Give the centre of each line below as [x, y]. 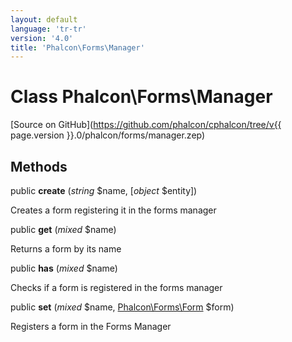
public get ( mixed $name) [63, 229]
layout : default [44, 19]
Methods [39, 166]
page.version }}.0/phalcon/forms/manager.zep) [108, 135]
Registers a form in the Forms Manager [91, 326]
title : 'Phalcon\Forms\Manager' [77, 47]
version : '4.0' [42, 38]
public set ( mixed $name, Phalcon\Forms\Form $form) [122, 307]
